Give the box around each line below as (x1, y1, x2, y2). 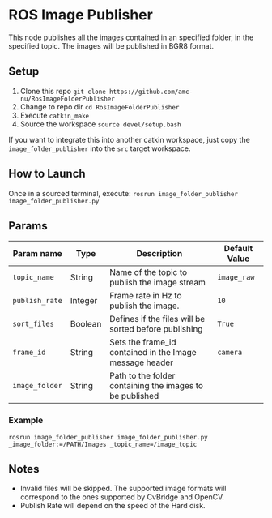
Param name (12, 248, 62, 259)
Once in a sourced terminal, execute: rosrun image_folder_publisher (8, 188, 239, 198)
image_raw (217, 273, 255, 282)
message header (108, 357, 174, 368)
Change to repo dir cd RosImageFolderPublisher (19, 101, 180, 111)
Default (223, 243, 253, 255)
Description (136, 248, 183, 259)
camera (217, 348, 243, 357)
